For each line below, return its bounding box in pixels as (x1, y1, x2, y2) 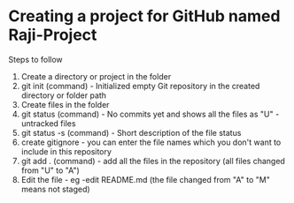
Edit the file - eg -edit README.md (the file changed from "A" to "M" (20, 174, 271, 184)
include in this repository (20, 146, 112, 156)
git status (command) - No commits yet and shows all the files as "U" (20, 109, 274, 119)
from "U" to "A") (20, 165, 81, 176)
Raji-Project (8, 25, 97, 45)
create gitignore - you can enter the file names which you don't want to (20, 137, 282, 147)
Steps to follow (8, 54, 63, 64)
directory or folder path (20, 90, 107, 101)
